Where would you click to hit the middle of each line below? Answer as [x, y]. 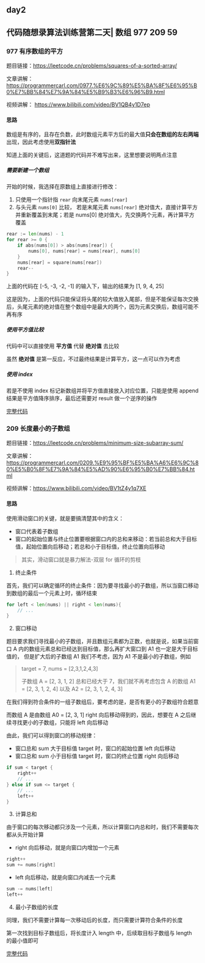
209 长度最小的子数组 [38, 428]
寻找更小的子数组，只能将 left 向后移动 [60, 723]
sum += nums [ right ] [31, 865]
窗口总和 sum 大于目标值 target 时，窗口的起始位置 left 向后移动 [95, 748]
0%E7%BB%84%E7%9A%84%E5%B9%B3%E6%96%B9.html [86, 92]
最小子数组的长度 [37, 907]
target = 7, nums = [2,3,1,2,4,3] [60, 669]
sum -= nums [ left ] [30, 889]
